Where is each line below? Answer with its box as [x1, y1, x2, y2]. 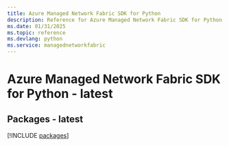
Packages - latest [7, 113, 84, 125]
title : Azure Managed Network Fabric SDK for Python [7, 10, 161, 17]
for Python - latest [7, 86, 113, 101]
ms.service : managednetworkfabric [7, 42, 106, 49]
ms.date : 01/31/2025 [7, 23, 67, 29]
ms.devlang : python [7, 36, 63, 42]
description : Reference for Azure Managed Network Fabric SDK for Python [7, 16, 223, 23]
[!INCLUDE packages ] [7, 132, 69, 139]
